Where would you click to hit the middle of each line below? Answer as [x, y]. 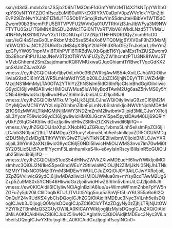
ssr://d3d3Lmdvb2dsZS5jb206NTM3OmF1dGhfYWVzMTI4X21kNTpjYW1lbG [86, 7]
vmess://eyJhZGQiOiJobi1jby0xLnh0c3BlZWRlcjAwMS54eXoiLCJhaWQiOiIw [86, 73]
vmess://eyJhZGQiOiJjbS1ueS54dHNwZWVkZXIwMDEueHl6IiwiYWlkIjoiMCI [85, 160]
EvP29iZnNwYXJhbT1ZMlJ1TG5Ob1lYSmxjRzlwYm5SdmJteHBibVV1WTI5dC [85, 18]
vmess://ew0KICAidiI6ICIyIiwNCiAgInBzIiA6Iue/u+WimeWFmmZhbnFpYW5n [86, 187]
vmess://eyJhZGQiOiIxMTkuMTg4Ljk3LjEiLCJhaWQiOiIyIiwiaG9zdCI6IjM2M [85, 100]
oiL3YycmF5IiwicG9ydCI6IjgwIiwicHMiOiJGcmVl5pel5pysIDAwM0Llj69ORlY [85, 116]
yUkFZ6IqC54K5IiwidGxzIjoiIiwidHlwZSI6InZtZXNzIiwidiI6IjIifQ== [74, 122]
